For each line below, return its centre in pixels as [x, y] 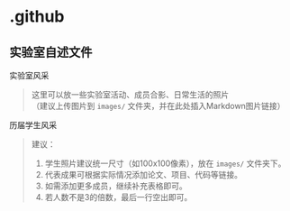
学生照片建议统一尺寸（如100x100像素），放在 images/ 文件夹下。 [165, 163]
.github [37, 17]
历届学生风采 [33, 125]
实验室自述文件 [51, 52]
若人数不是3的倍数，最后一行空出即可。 [118, 197]
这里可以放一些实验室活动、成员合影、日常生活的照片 [130, 95]
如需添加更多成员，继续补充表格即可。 [116, 186]
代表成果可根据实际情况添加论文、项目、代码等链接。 [144, 174]
